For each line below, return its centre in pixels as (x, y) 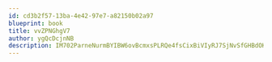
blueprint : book (36, 23)
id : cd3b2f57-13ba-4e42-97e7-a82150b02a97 (81, 16)
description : (30, 46)
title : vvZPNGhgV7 (39, 31)
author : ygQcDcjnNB (41, 38)
